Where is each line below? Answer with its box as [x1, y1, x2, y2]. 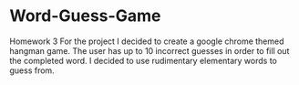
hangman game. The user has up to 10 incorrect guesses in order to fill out [9, 45, 290, 56]
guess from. [9, 65, 55, 76]
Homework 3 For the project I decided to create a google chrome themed [9, 36, 284, 47]
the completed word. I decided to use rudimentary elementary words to [9, 55, 278, 66]
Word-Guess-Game [9, 5, 161, 27]
